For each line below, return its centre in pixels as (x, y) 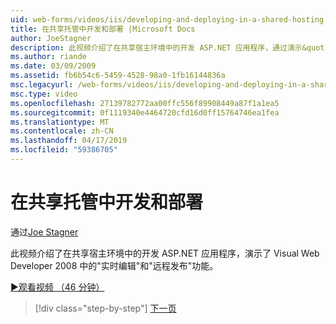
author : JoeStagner (51, 38)
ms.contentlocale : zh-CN (62, 131)
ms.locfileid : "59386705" (64, 150)
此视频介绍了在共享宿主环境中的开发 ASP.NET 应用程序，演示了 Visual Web (165, 253)
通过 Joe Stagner (44, 232)
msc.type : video (44, 94)
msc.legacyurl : (42, 85)
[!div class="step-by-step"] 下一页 (105, 308)
